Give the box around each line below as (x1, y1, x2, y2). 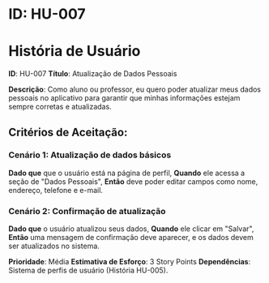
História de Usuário (8, 42, 141, 61)
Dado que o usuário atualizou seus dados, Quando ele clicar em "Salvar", (8, 224, 254, 234)
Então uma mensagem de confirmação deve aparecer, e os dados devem (8, 233, 254, 242)
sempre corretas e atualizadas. (8, 102, 112, 112)
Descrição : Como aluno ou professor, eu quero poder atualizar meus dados (8, 84, 262, 94)
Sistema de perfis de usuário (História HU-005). (8, 265, 169, 276)
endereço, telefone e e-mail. (8, 185, 104, 195)
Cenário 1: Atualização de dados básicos (8, 149, 172, 161)
